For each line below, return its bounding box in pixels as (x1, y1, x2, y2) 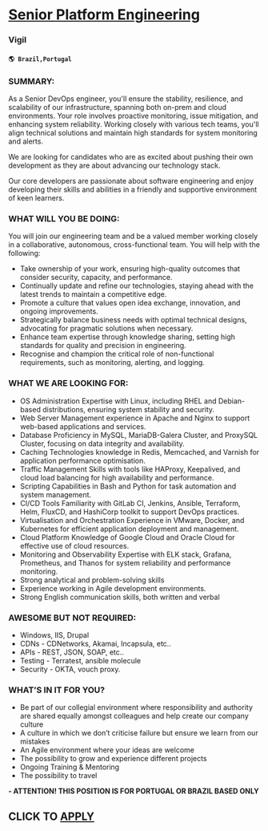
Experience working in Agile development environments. (19, 583, 206, 593)
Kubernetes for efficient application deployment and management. (19, 524, 239, 533)
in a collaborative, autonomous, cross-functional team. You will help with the (8, 240, 260, 249)
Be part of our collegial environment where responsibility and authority (19, 703, 254, 712)
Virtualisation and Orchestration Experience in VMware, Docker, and (19, 515, 245, 525)
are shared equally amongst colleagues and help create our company (19, 711, 250, 721)
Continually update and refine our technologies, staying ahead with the (19, 281, 254, 290)
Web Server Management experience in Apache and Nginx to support (19, 413, 250, 423)
